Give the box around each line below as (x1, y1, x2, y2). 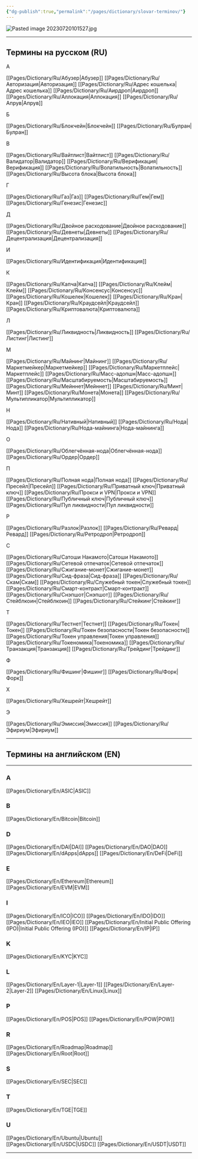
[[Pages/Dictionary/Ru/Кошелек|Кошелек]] (6, 293, 112, 300)
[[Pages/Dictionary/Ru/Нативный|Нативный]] (6, 418, 117, 425)
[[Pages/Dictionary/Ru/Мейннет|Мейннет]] (6, 383, 112, 390)
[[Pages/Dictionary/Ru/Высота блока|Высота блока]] (6, 171, 137, 178)
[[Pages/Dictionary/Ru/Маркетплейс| (88, 364, 180, 371)
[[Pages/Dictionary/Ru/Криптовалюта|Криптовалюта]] (6, 306, 140, 313)
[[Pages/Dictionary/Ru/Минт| (113, 383, 183, 390)
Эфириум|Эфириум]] (6, 726, 59, 734)
